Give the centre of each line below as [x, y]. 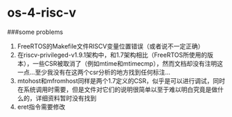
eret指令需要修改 [41, 107]
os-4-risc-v [42, 13]
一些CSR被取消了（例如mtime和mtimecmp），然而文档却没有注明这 [128, 63]
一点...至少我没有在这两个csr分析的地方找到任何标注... [94, 72]
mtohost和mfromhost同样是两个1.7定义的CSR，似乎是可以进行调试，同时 [121, 80]
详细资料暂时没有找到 [66, 98]
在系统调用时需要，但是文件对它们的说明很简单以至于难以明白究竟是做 [117, 89]
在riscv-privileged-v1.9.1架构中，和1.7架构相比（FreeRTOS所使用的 [112, 55]
